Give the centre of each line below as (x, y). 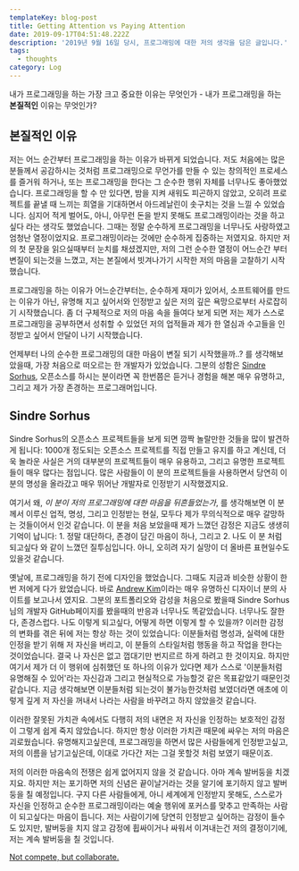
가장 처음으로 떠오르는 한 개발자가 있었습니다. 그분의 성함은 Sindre (150, 365)
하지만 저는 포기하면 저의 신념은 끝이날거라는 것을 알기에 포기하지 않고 (149, 782)
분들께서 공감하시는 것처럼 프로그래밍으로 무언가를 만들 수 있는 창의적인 (133, 170)
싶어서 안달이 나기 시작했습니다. (87, 334)
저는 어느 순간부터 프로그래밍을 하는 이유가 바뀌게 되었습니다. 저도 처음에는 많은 (147, 159)
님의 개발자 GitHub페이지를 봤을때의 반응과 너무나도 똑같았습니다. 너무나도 (139, 611)
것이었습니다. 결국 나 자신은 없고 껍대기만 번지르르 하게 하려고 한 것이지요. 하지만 (149, 655)
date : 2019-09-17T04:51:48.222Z (69, 34)
